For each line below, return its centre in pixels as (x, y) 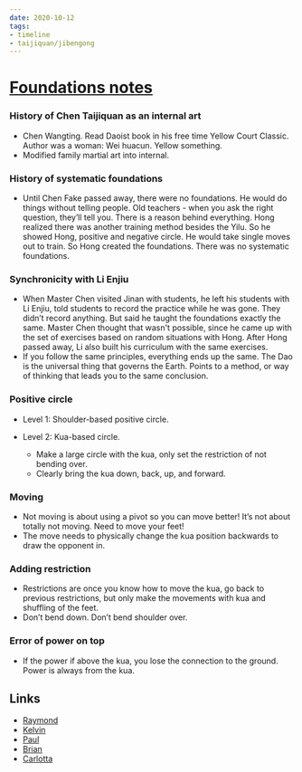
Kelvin (34, 730)
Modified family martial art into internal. (96, 155)
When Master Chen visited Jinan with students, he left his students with (156, 299)
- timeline (30, 34)
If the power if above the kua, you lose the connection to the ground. (150, 661)
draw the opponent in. (64, 545)
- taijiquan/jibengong (52, 43)
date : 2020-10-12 (42, 18)
